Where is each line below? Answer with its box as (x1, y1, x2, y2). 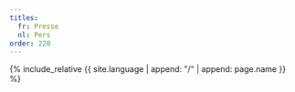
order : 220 (9, 38, 51, 48)
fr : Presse (17, 22, 59, 31)
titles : (9, 13, 39, 23)
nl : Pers (17, 30, 51, 39)
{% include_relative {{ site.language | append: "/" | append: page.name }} (9, 64, 286, 75)
